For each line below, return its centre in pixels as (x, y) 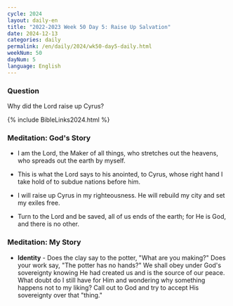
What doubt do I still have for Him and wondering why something (111, 280)
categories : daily (34, 40)
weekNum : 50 (25, 53)
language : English (34, 66)
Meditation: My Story (44, 242)
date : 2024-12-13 (33, 33)
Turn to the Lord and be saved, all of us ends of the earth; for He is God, (122, 217)
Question (24, 91)
